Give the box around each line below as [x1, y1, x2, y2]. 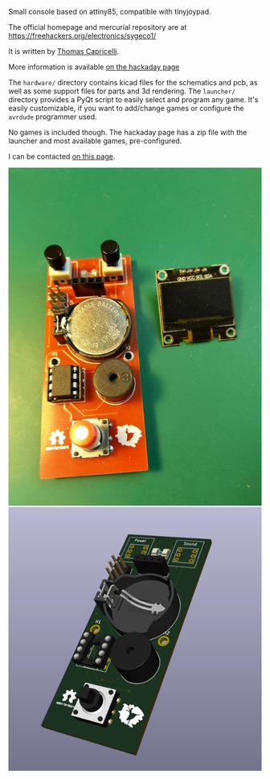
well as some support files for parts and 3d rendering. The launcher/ [8, 86, 235, 96]
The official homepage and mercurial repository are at [8, 23, 187, 31]
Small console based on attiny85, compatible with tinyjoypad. [8, 7, 211, 16]
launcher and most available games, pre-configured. [8, 136, 182, 146]
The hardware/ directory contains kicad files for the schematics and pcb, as [8, 78, 258, 87]
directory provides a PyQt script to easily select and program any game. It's [8, 95, 259, 104]
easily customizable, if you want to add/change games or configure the [8, 104, 244, 113]
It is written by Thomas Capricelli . [8, 47, 119, 56]
